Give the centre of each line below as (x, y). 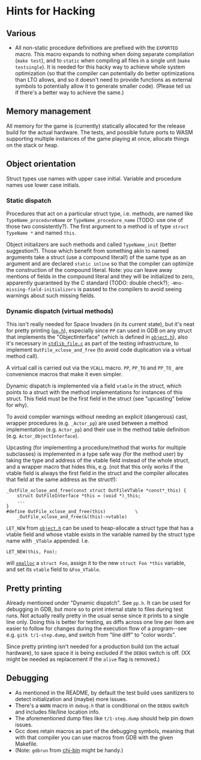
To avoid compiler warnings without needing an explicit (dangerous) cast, (97, 417)
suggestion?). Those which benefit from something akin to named (88, 250)
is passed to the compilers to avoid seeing (130, 289)
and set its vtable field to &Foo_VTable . (53, 569)
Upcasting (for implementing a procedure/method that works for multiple (96, 448)
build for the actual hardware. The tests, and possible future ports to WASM (100, 132)
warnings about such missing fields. (51, 295)
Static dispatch (29, 200)
